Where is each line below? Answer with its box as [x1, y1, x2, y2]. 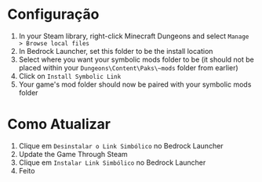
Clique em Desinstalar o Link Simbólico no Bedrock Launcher [18, 141, 224, 150]
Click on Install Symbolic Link [18, 71, 122, 80]
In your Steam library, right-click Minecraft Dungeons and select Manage [18, 31, 249, 41]
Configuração [7, 5, 100, 23]
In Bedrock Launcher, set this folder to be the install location [18, 46, 213, 55]
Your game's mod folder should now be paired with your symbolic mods [18, 80, 252, 89]
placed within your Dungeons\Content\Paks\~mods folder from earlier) [18, 62, 238, 72]
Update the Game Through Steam [18, 149, 129, 159]
